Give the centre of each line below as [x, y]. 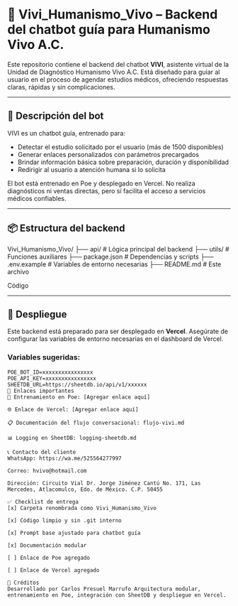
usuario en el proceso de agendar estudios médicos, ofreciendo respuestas [118, 79]
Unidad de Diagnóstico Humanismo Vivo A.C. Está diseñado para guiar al [114, 72]
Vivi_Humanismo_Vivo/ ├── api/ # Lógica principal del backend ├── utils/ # [118, 249]
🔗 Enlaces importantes [41, 391]
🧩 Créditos [23, 583]
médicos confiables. [37, 198]
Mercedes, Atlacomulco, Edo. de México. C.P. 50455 [85, 489]
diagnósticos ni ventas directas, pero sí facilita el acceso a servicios [107, 190]
